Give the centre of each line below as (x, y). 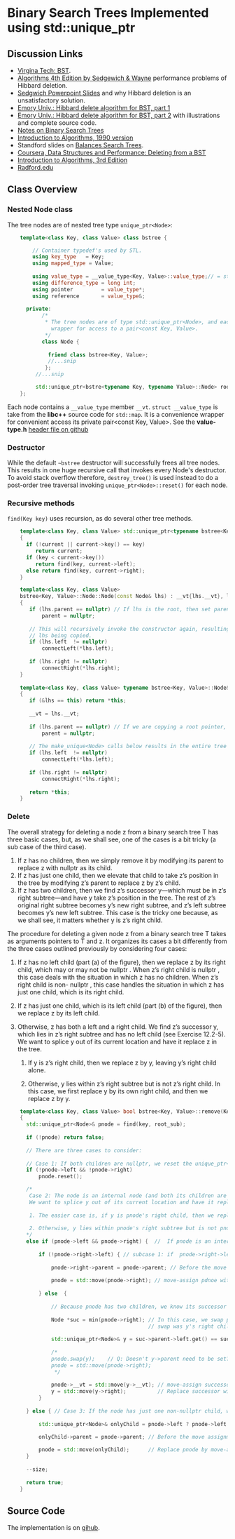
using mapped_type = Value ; (73, 264)
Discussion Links (45, 54)
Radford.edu (35, 167)
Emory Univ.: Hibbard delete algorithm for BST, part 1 (94, 108)
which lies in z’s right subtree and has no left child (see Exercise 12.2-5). (121, 1034)
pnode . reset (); (60, 1177)
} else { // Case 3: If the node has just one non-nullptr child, (124, 1411)
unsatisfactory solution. (51, 100)
